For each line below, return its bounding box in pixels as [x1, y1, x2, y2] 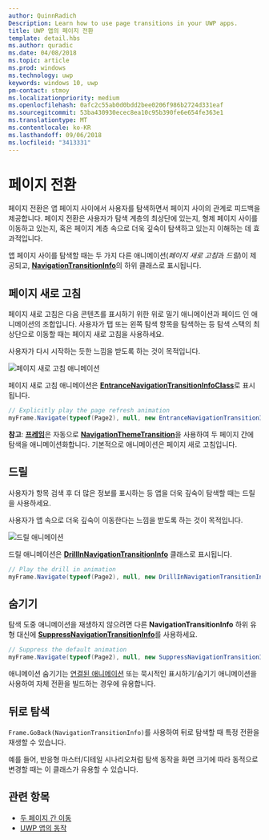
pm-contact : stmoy [8, 86, 70, 95]
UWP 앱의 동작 [19, 823, 67, 833]
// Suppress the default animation [8, 646, 127, 654]
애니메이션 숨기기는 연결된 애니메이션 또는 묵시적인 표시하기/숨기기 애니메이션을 [8, 669, 258, 679]
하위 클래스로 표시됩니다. [123, 261, 202, 270]
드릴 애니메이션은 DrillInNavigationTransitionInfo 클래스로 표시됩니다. [8, 549, 232, 558]
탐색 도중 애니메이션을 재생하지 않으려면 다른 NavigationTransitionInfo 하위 [8, 619, 249, 630]
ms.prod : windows [8, 64, 66, 72]
